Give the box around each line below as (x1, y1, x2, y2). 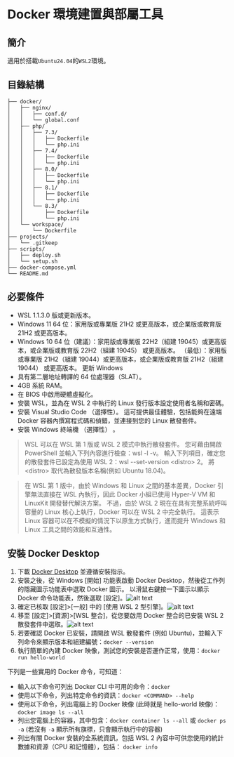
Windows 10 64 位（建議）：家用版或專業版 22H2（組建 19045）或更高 (17, 337, 221, 345)
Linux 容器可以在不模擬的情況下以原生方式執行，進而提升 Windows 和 (24, 516, 226, 525)
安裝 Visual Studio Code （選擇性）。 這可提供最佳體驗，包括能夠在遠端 (17, 407, 223, 416)
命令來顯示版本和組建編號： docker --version (23, 638, 154, 646)
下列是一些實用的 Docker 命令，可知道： (7, 668, 124, 676)
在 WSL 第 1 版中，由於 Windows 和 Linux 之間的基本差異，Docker (24, 481, 216, 489)
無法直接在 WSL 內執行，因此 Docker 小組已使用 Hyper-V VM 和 (30, 489, 216, 499)
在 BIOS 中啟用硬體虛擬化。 (17, 390, 97, 398)
